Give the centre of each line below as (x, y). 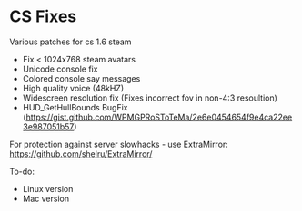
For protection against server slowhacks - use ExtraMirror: (119, 144)
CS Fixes (43, 17)
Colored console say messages (81, 78)
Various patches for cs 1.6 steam (70, 42)
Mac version (46, 198)
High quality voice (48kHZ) (73, 88)
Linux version (48, 188)
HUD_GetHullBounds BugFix (75, 107)
